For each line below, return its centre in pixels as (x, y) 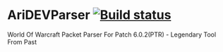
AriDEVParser (49, 15)
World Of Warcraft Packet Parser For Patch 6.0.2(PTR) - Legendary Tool (112, 34)
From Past (22, 41)
